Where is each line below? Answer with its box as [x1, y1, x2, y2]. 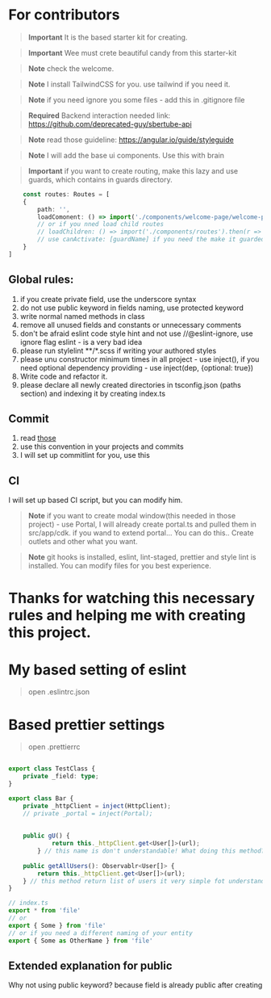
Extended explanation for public [8, 958, 173, 972]
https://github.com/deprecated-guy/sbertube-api [27, 119, 192, 128]
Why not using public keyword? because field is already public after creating [8, 980, 263, 990]
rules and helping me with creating [8, 606, 246, 625]
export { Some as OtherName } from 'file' [8, 937, 153, 945]
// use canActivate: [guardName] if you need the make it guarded [37, 236, 265, 244]
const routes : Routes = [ [23, 190, 110, 199]
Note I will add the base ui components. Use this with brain [27, 150, 224, 160]
